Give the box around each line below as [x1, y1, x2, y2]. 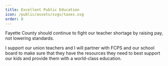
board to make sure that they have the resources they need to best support [5, 50, 160, 56]
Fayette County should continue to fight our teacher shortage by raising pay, [5, 30, 163, 36]
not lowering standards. [5, 35, 54, 41]
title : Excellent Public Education [5, 7, 80, 12]
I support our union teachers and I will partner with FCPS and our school [5, 45, 154, 51]
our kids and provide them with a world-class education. [5, 56, 122, 62]
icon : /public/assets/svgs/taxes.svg [5, 12, 84, 17]
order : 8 [5, 16, 24, 21]
